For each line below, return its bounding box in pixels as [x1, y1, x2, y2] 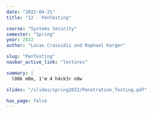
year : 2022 [6, 37, 34, 43]
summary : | [6, 70, 34, 76]
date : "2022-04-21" [6, 9, 56, 15]
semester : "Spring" [6, 31, 56, 37]
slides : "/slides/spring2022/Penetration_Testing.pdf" [6, 86, 148, 93]
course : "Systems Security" [6, 26, 77, 32]
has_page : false [6, 98, 47, 104]
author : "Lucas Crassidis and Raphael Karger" [6, 43, 126, 49]
